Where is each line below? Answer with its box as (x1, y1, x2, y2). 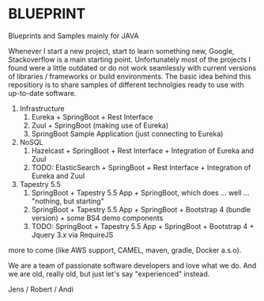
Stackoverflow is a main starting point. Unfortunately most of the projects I (8, 55, 251, 64)
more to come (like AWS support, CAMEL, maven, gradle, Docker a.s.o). (8, 245, 242, 254)
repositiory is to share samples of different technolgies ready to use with (8, 80, 245, 90)
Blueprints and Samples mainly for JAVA (8, 31, 139, 40)
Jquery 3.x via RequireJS (31, 230, 114, 239)
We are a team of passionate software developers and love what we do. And (8, 261, 257, 270)
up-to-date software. (8, 88, 77, 97)
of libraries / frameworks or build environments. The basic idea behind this (8, 71, 251, 81)
